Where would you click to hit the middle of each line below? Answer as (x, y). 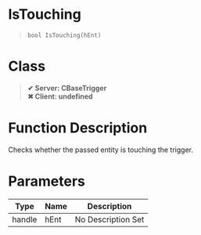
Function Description (78, 128)
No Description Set (109, 219)
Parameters (47, 181)
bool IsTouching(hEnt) (64, 35)
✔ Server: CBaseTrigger (67, 88)
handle (25, 219)
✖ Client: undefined (60, 96)
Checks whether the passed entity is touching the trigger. (101, 150)
